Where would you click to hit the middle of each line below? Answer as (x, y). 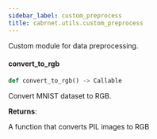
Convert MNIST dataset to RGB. (60, 95)
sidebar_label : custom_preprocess (65, 15)
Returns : (23, 111)
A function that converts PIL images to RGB (79, 126)
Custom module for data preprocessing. (73, 45)
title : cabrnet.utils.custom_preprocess (76, 23)
